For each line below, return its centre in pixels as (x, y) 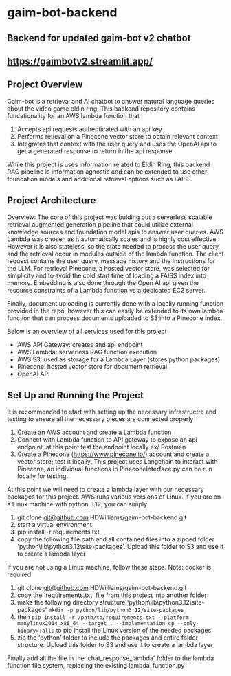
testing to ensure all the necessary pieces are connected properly (100, 419)
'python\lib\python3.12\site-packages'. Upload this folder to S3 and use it (120, 547)
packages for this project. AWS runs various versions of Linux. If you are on (114, 497)
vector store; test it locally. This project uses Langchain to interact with (117, 462)
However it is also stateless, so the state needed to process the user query (113, 246)
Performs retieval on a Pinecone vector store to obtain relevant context (117, 136)
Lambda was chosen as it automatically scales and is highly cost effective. (113, 239)
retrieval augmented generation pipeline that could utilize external (100, 224)
